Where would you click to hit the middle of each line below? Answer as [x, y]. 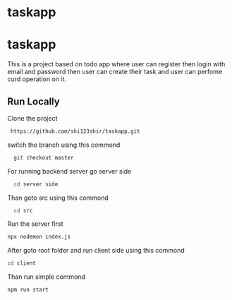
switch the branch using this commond [64, 145]
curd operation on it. [37, 79]
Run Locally [33, 101]
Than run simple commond [47, 277]
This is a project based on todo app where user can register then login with [116, 64]
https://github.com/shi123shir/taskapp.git [75, 131]
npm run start [28, 290]
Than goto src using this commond [58, 198]
